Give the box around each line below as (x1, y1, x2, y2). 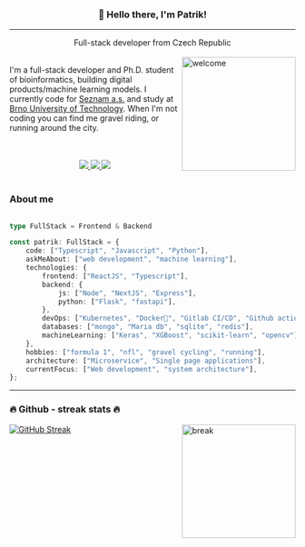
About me (9, 193, 54, 205)
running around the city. (9, 123, 100, 134)
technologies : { (25, 264, 88, 273)
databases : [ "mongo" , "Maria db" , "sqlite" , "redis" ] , (42, 323, 254, 332)
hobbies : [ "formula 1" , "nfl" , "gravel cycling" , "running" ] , (25, 347, 266, 357)
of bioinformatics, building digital (9, 75, 133, 85)
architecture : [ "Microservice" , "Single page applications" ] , (25, 356, 266, 365)
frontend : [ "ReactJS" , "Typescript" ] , (42, 272, 189, 281)
